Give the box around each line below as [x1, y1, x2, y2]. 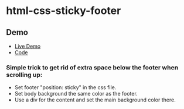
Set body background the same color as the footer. [14, 90, 138, 97]
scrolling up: [6, 71, 43, 79]
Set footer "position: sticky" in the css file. [14, 84, 117, 91]
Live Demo [14, 43, 41, 50]
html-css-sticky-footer [6, 4, 121, 17]
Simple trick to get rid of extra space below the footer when [6, 63, 179, 71]
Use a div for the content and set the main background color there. [14, 96, 176, 103]
